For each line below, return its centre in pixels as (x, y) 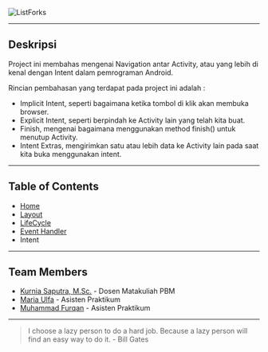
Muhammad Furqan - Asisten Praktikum (85, 308)
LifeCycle (35, 222)
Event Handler (43, 231)
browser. (34, 111)
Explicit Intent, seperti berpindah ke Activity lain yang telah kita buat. (132, 120)
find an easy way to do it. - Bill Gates (88, 339)
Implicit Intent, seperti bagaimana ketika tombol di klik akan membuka (134, 103)
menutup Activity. (49, 137)
